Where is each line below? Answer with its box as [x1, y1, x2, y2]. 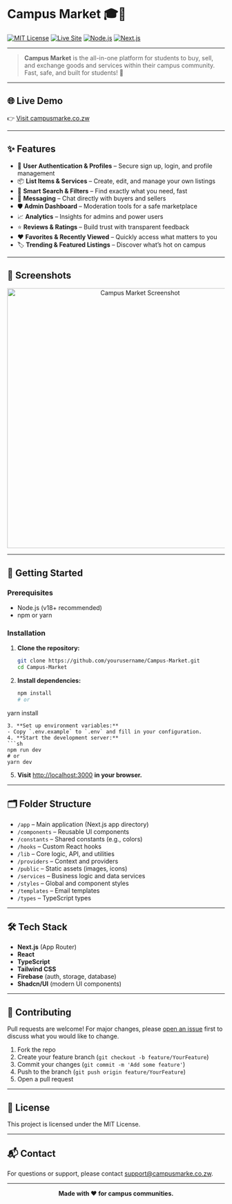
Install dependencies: [17, 677, 81, 685]
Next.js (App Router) [17, 943, 77, 951]
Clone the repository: [17, 644, 80, 652]
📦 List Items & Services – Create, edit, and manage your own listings [17, 177, 216, 185]
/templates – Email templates [17, 886, 100, 895]
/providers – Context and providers [17, 857, 119, 865]
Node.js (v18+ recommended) [17, 604, 102, 612]
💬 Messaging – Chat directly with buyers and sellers [17, 194, 166, 202]
